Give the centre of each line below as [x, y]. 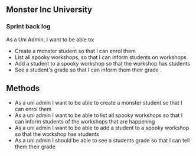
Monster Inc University [49, 10]
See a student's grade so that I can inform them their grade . [88, 70]
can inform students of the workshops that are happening [85, 121]
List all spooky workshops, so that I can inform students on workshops [101, 57]
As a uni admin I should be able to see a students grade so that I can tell [102, 140]
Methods [23, 88]
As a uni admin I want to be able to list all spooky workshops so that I [99, 115]
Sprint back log [29, 27]
